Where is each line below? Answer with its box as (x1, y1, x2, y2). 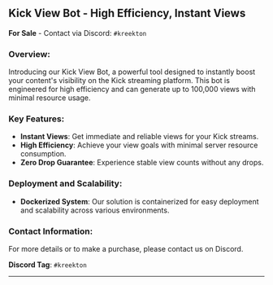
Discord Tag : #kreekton (8, 260, 87, 270)
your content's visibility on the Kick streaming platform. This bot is (8, 76, 230, 85)
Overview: (8, 48, 50, 59)
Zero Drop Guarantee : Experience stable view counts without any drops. (19, 158, 264, 168)
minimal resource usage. (8, 93, 91, 103)
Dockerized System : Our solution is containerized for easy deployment (19, 196, 259, 206)
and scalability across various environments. (19, 205, 170, 215)
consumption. (19, 149, 67, 159)
